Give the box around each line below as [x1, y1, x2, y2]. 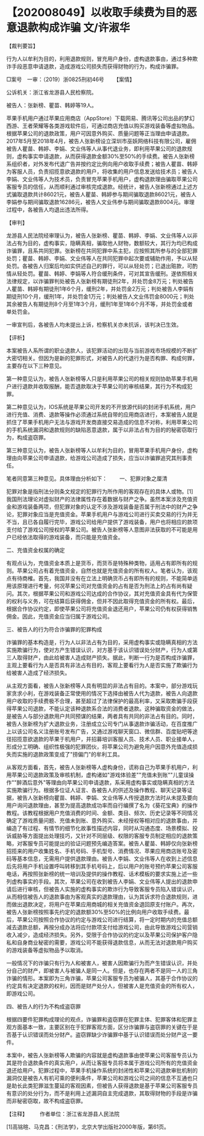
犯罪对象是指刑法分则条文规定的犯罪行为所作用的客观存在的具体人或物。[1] [6, 488, 193, 495]
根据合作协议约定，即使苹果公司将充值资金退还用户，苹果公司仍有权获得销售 [6, 605, 198, 612]
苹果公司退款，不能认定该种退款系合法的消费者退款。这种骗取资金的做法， [11, 705, 198, 712]
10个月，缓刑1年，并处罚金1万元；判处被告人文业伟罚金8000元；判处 [22, 293, 195, 300]
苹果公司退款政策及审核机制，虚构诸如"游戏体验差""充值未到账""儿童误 [11, 771, 189, 778]
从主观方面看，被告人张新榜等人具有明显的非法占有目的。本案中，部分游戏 [6, 682, 192, 689]
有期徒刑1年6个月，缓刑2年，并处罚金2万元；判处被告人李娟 [38, 285, 189, 293]
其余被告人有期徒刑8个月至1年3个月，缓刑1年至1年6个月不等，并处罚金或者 [6, 300, 193, 308]
